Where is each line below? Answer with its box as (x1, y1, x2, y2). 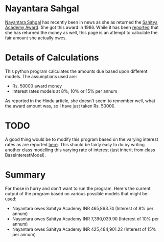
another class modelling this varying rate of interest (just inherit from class (5, 147, 155, 153)
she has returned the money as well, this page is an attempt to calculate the (5, 29, 158, 35)
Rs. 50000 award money (12, 83, 62, 89)
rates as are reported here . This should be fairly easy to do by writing (5, 141, 145, 147)
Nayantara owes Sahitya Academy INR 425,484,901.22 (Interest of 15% (12, 226, 156, 232)
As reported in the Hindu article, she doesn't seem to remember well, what (5, 98, 156, 104)
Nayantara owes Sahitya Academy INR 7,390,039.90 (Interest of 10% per (12, 215, 159, 221)
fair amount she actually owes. (5, 35, 67, 41)
